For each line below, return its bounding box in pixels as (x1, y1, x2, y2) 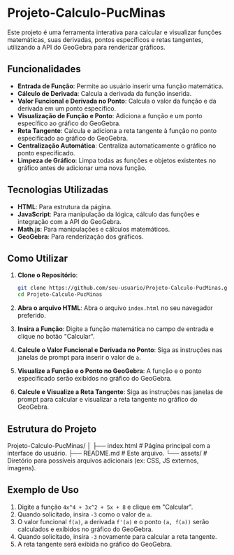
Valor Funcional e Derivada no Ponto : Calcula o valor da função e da (17, 97, 217, 105)
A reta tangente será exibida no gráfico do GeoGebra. (17, 540, 173, 548)
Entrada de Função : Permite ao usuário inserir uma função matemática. (17, 82, 224, 90)
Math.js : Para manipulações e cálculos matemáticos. (17, 225, 170, 233)
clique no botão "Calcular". (17, 332, 96, 341)
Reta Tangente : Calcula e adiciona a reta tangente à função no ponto (17, 126, 217, 134)
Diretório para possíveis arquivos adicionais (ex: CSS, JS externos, (7, 456, 199, 465)
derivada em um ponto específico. (17, 104, 117, 113)
